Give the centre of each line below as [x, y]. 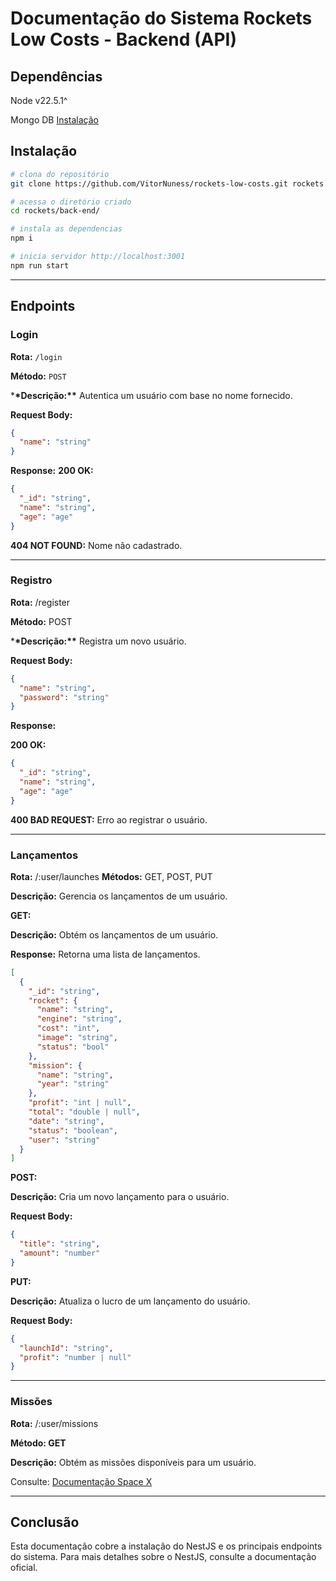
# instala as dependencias [66, 229]
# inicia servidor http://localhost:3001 [98, 257]
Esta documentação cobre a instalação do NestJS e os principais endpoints [166, 1546]
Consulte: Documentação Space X [81, 1481]
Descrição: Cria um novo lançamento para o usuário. [120, 1197]
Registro [31, 580]
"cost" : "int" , [68, 1028]
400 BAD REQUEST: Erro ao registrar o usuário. [109, 819]
